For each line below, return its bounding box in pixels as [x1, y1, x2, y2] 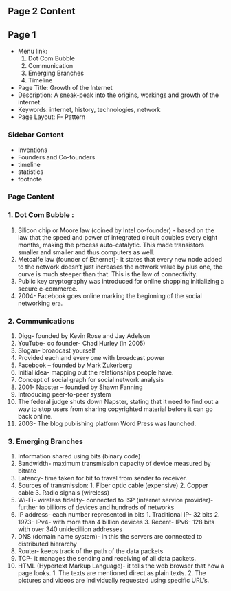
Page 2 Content [8, 5, 76, 17]
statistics [17, 168, 44, 176]
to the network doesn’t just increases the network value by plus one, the [17, 263, 223, 271]
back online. [17, 412, 53, 421]
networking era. [17, 299, 63, 307]
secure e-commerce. [17, 285, 78, 293]
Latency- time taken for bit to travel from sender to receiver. [17, 474, 188, 482]
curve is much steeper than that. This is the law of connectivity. [17, 269, 198, 278]
